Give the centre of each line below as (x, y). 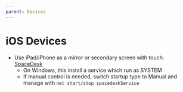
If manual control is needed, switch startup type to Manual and (100, 76)
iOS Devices (36, 41)
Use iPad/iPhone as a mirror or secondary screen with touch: (89, 58)
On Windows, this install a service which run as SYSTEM (92, 70)
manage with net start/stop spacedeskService (81, 83)
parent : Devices (26, 12)
